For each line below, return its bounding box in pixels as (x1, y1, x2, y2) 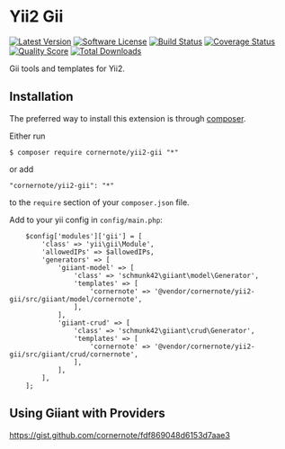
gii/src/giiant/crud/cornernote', (9, 349, 139, 359)
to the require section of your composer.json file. (9, 196, 191, 208)
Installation (9, 89, 74, 104)
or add (9, 164, 34, 175)
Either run (9, 130, 46, 141)
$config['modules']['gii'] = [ (25, 231, 143, 240)
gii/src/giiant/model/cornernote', (9, 294, 143, 303)
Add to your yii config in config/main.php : (9, 214, 164, 225)
